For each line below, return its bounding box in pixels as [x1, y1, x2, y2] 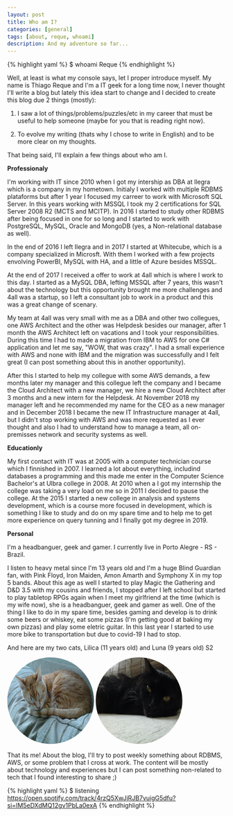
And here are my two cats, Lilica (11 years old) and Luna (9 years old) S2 [7, 643, 214, 652]
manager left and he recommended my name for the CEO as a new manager [7, 401, 225, 409]
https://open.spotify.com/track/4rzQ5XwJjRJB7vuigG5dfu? [7, 794, 176, 802]
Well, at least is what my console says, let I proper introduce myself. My [7, 73, 212, 83]
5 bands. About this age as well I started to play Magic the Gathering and [7, 579, 216, 587]
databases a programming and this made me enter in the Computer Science [7, 472, 224, 480]
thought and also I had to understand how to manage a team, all [7, 423, 189, 431]
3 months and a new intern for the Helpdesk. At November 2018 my [7, 394, 200, 402]
